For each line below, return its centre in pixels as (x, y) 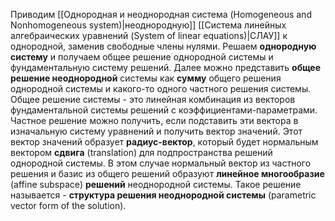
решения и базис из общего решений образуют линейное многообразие (167, 173)
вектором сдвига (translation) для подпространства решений (141, 152)
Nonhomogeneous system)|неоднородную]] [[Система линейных (148, 25)
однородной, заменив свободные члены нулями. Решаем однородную (163, 46)
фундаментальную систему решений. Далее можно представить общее (166, 67)
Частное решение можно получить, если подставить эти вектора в (154, 120)
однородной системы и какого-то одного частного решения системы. (161, 88)
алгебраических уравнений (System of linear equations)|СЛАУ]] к (149, 35)
